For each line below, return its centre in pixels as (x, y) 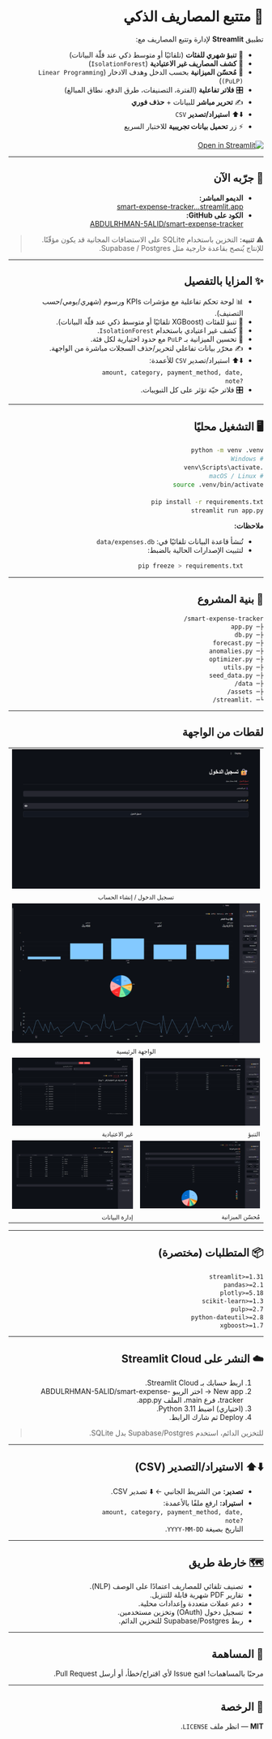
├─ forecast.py (238, 643)
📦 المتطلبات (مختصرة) (210, 1253)
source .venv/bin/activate (218, 485)
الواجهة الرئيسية (136, 1051)
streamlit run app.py (227, 511)
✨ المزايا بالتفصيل (223, 281)
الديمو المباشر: (221, 197)
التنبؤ (254, 1134)
